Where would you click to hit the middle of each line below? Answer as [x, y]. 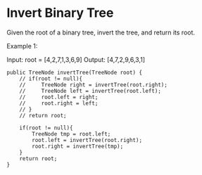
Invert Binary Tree [60, 13]
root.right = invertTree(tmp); [78, 146]
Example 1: [22, 46]
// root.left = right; [59, 97]
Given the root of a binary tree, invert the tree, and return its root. [101, 32]
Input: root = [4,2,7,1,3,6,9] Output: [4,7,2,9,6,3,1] [76, 59]
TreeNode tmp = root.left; [71, 134]
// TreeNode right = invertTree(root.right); [94, 85]
